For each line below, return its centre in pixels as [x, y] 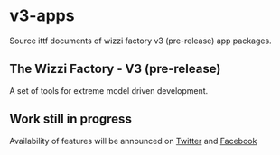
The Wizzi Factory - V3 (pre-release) [115, 69]
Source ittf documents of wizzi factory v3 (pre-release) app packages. [141, 41]
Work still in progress [71, 119]
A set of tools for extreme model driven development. [109, 90]
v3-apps [42, 16]
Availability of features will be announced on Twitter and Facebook [133, 141]
